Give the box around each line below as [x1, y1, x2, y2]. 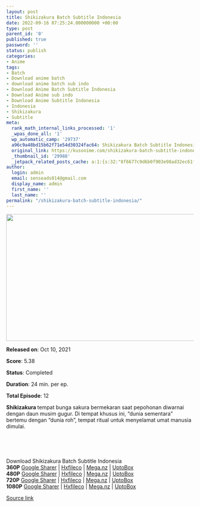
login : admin [11, 170, 44, 176]
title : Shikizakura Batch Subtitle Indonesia [6, 14, 121, 20]
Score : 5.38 [6, 358, 35, 365]
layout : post [6, 8, 39, 15]
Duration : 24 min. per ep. [6, 380, 68, 388]
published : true [6, 36, 46, 42]
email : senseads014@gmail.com [11, 176, 86, 182]
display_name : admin [11, 181, 62, 187]
